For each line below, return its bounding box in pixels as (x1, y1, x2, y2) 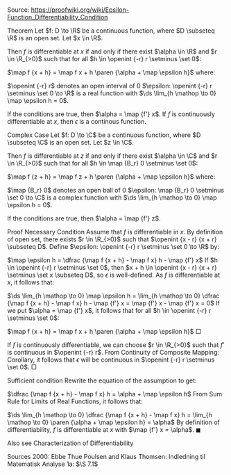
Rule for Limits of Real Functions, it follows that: (7, 397, 144, 405)
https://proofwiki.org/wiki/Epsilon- (31, 6, 130, 14)
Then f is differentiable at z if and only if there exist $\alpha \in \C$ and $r (7, 152, 218, 160)
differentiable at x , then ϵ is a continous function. (7, 118, 147, 126)
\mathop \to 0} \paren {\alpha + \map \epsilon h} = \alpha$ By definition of (7, 418, 220, 426)
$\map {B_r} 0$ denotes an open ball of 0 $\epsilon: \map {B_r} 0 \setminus (7, 186, 224, 195)
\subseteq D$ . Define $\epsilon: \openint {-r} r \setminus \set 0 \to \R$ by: (7, 243, 220, 251)
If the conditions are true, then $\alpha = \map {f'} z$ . (7, 214, 161, 223)
